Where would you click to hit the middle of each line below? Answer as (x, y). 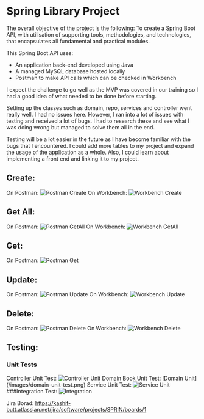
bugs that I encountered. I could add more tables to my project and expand (100, 145)
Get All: (21, 212)
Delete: (20, 314)
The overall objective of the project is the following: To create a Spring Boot (101, 28)
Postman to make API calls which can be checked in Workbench (96, 78)
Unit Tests (22, 365)
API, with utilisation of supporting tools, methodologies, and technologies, (99, 34)
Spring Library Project (63, 11)
